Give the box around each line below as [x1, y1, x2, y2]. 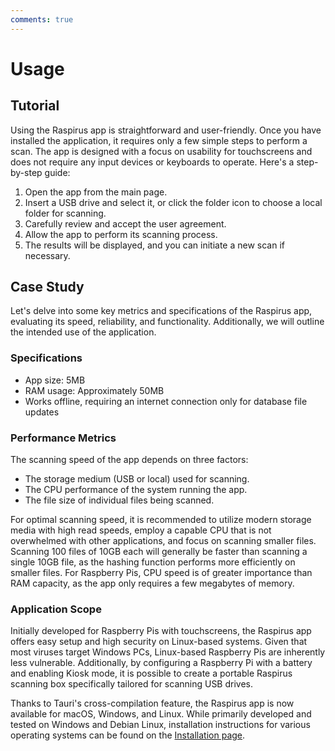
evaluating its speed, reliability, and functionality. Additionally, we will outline [10, 316, 325, 328]
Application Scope [10, 602, 102, 616]
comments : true [10, 14, 74, 25]
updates [24, 406, 60, 418]
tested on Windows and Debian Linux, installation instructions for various [10, 719, 311, 731]
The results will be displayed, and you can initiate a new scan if [24, 239, 285, 251]
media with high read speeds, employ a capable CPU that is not [10, 524, 272, 536]
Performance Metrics [10, 431, 117, 445]
